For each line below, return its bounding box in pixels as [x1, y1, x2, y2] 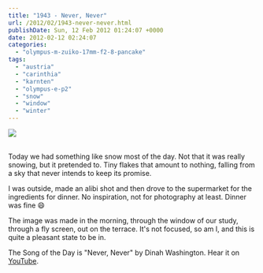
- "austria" [15, 63, 55, 71]
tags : [8, 56, 26, 64]
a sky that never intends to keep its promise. [8, 169, 152, 178]
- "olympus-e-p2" [15, 84, 72, 93]
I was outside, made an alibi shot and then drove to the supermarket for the [8, 184, 252, 193]
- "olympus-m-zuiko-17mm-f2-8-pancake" [15, 48, 146, 56]
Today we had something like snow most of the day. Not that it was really [8, 151, 246, 161]
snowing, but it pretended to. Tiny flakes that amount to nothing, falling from [8, 160, 256, 170]
